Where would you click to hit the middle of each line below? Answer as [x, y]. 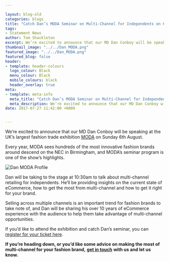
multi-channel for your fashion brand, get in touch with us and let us [78, 250]
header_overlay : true [32, 85]
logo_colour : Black [30, 71]
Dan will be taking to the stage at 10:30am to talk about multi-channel [77, 177]
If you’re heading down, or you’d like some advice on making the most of [82, 244]
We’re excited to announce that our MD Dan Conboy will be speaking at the [83, 132]
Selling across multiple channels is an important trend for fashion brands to [83, 203]
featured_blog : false [28, 57]
